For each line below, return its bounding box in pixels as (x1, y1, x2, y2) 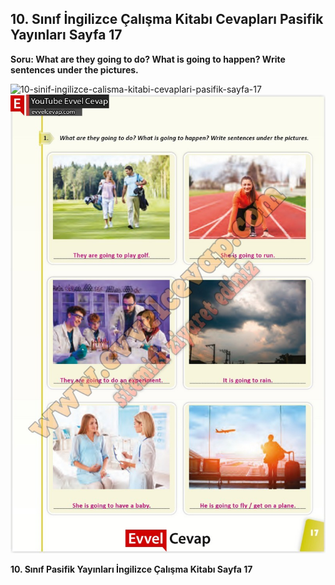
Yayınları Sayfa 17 (10, 27, 123, 44)
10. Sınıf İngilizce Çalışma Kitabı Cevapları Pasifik (10, 11, 324, 28)
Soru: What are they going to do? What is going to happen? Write (10, 53, 286, 65)
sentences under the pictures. (10, 63, 139, 76)
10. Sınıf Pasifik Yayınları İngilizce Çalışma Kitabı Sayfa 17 (10, 563, 253, 575)
